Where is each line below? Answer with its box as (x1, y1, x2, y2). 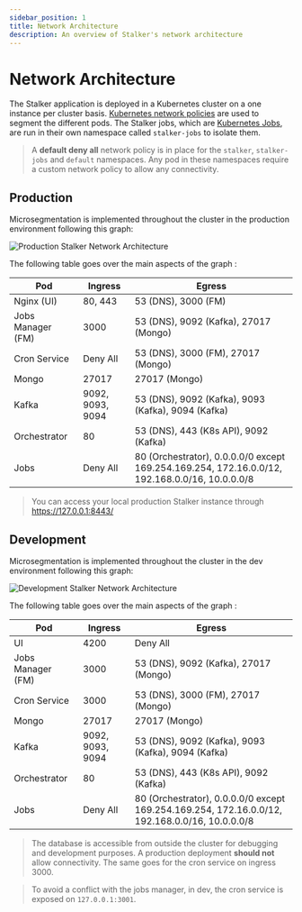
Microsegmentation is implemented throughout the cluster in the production (9, 214, 290, 225)
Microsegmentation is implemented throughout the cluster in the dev (9, 555, 263, 566)
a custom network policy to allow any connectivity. (31, 164, 219, 175)
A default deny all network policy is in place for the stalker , (31, 145, 254, 156)
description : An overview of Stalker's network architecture (9, 30, 244, 39)
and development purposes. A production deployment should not (31, 847, 275, 858)
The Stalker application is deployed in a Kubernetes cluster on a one (9, 98, 262, 109)
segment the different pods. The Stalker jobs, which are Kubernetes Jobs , (9, 118, 283, 129)
